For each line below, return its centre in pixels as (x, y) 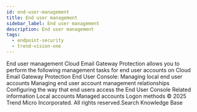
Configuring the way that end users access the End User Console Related (99, 89)
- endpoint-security (38, 40)
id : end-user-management (38, 12)
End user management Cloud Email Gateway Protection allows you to (93, 63)
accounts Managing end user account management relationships (88, 83)
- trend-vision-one (37, 47)
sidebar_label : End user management (53, 23)
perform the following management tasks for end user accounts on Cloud (99, 70)
